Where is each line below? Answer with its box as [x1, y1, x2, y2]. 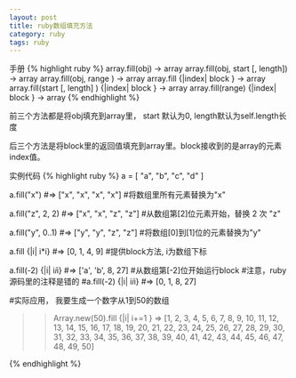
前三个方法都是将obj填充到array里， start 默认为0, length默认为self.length [9, 110, 279, 121]
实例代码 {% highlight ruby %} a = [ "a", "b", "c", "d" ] [9, 171, 204, 181]
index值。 [9, 152, 45, 163]
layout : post [9, 12, 58, 22]
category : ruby [9, 29, 66, 38]
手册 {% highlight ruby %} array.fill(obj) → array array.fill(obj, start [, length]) [9, 63, 288, 74]
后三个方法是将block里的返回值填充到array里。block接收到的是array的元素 [9, 141, 283, 151]
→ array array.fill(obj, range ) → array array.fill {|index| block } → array [9, 73, 267, 84]
